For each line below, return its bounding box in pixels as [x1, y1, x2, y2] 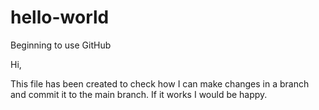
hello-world [10, 6, 110, 29]
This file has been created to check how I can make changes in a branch [10, 77, 310, 90]
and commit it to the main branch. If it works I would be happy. [10, 88, 268, 100]
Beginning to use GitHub [10, 39, 112, 51]
